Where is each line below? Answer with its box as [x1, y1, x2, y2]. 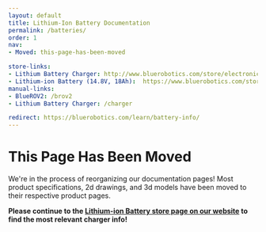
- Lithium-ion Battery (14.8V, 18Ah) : [8, 77, 136, 86]
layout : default [8, 11, 62, 20]
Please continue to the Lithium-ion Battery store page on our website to [8, 207, 248, 216]
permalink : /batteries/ [8, 26, 87, 34]
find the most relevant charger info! [8, 215, 128, 224]
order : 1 [8, 33, 37, 42]
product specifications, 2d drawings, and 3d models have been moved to [8, 183, 247, 192]
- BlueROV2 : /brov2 [8, 92, 73, 100]
